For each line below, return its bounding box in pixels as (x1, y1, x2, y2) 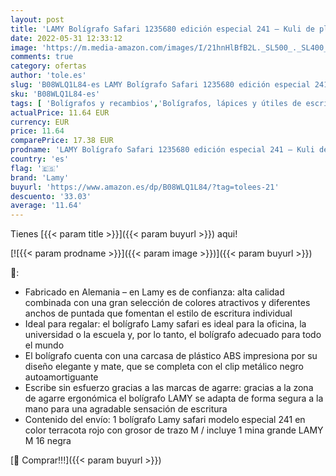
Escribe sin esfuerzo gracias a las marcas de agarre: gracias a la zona (24, 382, 314, 394)
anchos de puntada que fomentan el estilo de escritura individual (24, 307, 293, 320)
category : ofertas (10, 61, 87, 71)
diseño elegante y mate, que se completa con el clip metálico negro (24, 361, 304, 373)
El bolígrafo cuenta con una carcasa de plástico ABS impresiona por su (24, 350, 318, 362)
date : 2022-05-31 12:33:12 (10, 33, 123, 43)
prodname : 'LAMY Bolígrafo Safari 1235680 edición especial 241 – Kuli (10, 145, 315, 155)
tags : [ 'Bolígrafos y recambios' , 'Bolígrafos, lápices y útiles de (10, 98, 302, 108)
